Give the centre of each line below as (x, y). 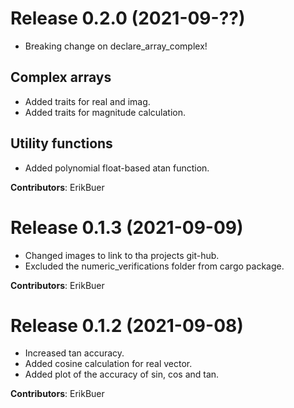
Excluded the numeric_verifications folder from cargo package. (154, 266)
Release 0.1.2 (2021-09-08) (127, 325)
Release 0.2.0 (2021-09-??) (128, 18)
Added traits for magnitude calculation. (105, 112)
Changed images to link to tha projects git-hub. (122, 255)
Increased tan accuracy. (74, 353)
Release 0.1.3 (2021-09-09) (127, 227)
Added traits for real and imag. (87, 101)
